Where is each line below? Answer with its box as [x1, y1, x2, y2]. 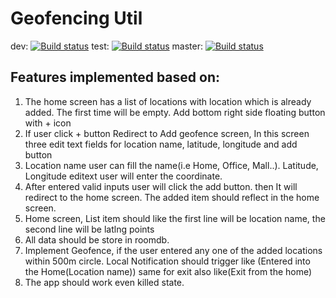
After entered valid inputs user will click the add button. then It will [24, 180, 298, 192]
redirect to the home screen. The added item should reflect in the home [24, 191, 320, 203]
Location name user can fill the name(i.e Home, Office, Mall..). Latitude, [24, 159, 319, 171]
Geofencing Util [10, 7, 143, 30]
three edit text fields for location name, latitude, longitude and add [24, 138, 298, 150]
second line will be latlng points [24, 223, 155, 235]
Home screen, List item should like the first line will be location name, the [24, 212, 326, 224]
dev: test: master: [10, 40, 203, 52]
